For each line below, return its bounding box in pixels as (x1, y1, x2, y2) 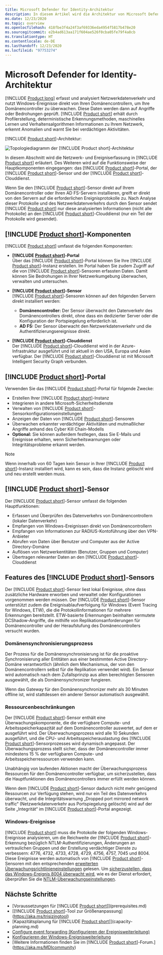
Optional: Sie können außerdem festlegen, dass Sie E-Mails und (12, 431, 141, 437)
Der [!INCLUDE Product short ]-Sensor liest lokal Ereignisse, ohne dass (5, 586, 146, 592)
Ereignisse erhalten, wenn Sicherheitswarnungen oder (12, 437, 121, 443)
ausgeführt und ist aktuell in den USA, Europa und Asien (38, 348, 151, 354)
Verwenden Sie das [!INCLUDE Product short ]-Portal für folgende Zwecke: (5, 386, 154, 391)
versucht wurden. (5, 627, 40, 634)
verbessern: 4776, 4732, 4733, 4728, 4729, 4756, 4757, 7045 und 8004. (5, 850, 150, 856)
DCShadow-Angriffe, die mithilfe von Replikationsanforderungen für (5, 617, 141, 623)
